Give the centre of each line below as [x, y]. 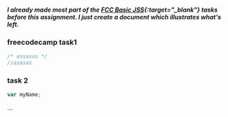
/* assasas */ [28, 56]
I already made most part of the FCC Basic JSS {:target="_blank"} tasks [113, 10]
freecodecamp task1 [42, 42]
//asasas [20, 63]
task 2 [18, 81]
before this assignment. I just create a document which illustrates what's [114, 17]
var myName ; [24, 95]
